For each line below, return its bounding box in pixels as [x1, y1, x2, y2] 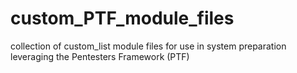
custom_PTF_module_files [10, 7, 235, 30]
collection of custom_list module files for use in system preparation [10, 40, 287, 52]
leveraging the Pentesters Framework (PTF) [10, 50, 190, 62]
